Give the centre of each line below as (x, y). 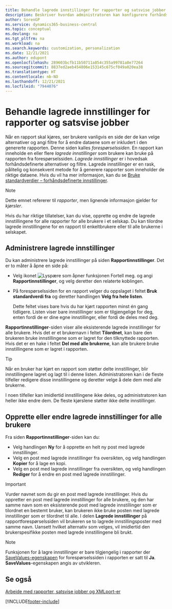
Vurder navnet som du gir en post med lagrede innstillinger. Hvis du (77, 494)
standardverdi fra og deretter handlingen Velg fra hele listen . (78, 297)
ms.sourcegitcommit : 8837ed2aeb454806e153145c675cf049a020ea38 (74, 67)
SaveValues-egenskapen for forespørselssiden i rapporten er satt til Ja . (81, 558)
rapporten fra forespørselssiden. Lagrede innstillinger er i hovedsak (77, 158)
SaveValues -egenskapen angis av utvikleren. (53, 563)
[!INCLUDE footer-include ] (33, 601)
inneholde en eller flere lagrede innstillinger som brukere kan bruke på (79, 153)
